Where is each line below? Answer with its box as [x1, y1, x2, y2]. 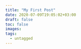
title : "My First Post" [5, 7, 56, 13]
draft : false [5, 17, 33, 22]
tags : [5, 31, 17, 36]
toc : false [5, 21, 29, 27]
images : [5, 27, 22, 32]
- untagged [10, 36, 33, 41]
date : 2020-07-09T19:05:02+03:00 [5, 12, 76, 17]
